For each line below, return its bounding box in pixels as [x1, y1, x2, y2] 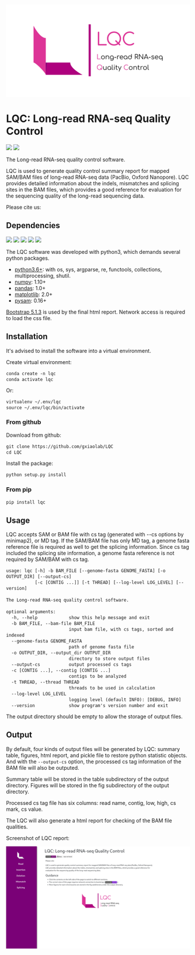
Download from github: [6, 431, 61, 439]
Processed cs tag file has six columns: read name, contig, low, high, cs [6, 799, 176, 806]
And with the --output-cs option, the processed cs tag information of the [6, 758, 182, 765]
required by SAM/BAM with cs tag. [6, 556, 89, 563]
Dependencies [6, 220, 60, 230]
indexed [6, 632, 25, 638]
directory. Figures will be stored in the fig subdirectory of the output [6, 781, 169, 789]
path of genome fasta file [68, 644, 134, 650]
